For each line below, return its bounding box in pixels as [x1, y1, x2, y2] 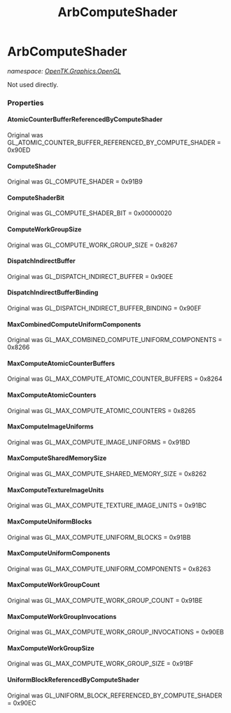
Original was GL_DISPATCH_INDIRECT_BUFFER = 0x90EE [7, 272, 174, 280]
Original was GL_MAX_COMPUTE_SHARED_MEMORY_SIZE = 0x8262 [7, 470, 207, 478]
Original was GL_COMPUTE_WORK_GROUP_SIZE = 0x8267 [7, 240, 178, 249]
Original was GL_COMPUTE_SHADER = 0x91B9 [7, 177, 143, 186]
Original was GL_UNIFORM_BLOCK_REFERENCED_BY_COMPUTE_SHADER [7, 691, 223, 700]
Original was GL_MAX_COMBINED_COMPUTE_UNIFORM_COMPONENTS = [7, 336, 223, 344]
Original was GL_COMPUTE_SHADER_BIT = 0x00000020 [7, 209, 172, 217]
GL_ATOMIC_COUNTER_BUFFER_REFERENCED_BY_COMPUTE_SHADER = [7, 138, 222, 147]
